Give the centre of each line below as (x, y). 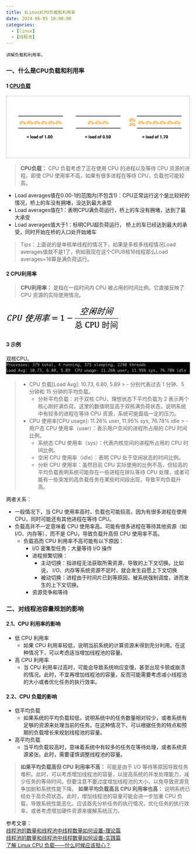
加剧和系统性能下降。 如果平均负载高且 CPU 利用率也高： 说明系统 (105, 789)
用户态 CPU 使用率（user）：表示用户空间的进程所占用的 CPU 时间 (108, 428)
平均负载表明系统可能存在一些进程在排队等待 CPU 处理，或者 (111, 472)
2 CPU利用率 (21, 274)
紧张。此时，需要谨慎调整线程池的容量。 (77, 754)
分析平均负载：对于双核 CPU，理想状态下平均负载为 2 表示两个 (113, 399)
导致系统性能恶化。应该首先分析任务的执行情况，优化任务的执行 (107, 804)
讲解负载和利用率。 (26, 55)
